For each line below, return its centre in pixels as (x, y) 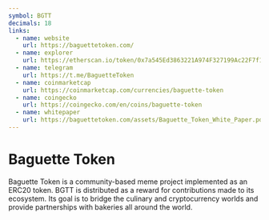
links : (19, 30)
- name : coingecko (46, 98)
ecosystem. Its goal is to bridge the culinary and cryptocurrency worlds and (133, 198)
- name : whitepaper (48, 113)
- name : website (42, 38)
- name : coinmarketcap (53, 82)
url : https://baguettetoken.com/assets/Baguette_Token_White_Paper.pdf (145, 120)
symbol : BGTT (30, 16)
